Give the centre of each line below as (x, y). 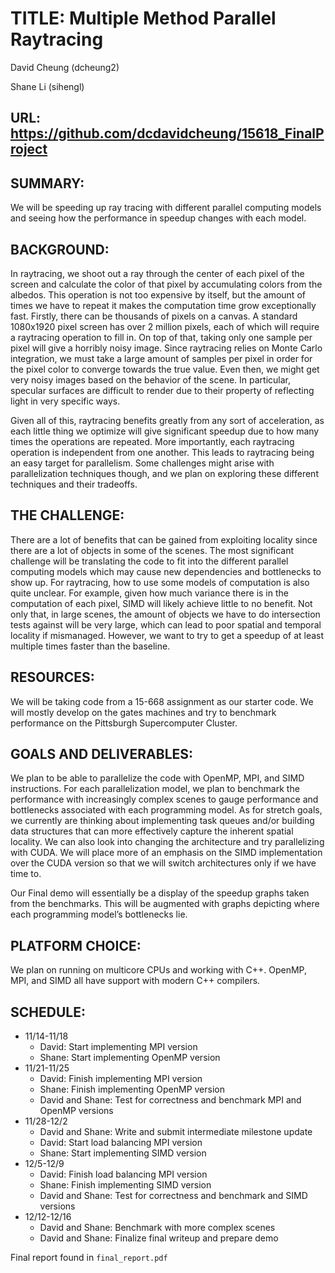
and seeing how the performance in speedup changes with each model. (158, 218)
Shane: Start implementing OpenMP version (130, 1058)
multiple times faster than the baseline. (90, 646)
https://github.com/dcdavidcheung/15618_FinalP (167, 133)
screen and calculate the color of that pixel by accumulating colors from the (166, 284)
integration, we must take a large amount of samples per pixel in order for (161, 358)
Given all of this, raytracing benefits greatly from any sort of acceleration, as (167, 420)
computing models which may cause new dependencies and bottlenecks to (166, 571)
